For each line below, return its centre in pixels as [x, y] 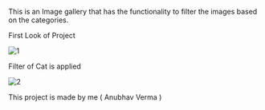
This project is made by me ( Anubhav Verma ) [85, 97]
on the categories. [39, 20]
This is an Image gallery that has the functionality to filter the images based [133, 12]
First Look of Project [42, 35]
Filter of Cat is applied [45, 66]
